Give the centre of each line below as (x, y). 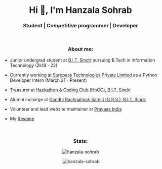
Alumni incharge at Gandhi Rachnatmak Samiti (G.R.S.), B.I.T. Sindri (78, 99)
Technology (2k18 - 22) (34, 65)
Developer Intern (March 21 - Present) (48, 80)
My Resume (22, 118)
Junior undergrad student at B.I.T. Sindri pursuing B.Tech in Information (82, 60)
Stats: (81, 141)
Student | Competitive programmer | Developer (81, 26)
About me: (81, 49)
